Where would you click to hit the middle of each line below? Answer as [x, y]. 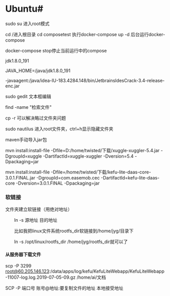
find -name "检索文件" [29, 107]
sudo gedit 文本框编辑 [28, 96]
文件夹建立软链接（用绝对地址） [39, 210]
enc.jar [12, 86]
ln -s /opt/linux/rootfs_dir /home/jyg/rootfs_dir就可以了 [71, 242]
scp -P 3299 [18, 266]
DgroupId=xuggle [24, 156]
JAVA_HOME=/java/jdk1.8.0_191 [38, 70]
